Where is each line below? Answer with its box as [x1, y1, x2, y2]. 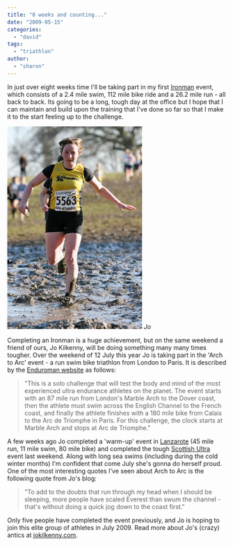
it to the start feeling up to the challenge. [7, 112, 124, 121]
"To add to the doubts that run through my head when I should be [24, 487, 212, 496]
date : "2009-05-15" [7, 18, 64, 26]
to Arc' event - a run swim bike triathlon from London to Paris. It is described [7, 358, 227, 366]
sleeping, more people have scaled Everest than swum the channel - [24, 495, 221, 503]
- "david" [13, 33, 42, 40]
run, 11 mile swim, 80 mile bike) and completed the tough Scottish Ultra [7, 444, 211, 453]
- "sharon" [13, 63, 45, 70]
